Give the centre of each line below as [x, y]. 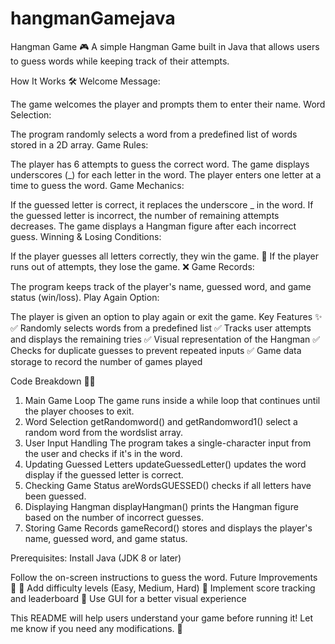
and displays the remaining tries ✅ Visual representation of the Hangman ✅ [165, 339]
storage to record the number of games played [106, 361]
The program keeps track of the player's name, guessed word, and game [161, 286]
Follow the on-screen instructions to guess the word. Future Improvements [164, 577]
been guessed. [55, 496]
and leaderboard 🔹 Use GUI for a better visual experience [128, 598]
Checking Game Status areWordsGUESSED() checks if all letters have [168, 485]
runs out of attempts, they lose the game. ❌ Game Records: [132, 266]
